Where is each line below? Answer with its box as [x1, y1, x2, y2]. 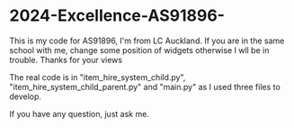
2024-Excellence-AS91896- [9, 5, 225, 26]
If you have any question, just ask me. [9, 108, 150, 119]
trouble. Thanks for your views [9, 54, 123, 65]
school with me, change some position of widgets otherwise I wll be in [9, 44, 270, 55]
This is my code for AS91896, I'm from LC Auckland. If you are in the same [9, 35, 285, 46]
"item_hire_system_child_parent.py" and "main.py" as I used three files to [9, 81, 281, 92]
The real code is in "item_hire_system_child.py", [9, 71, 186, 82]
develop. [9, 91, 42, 102]
